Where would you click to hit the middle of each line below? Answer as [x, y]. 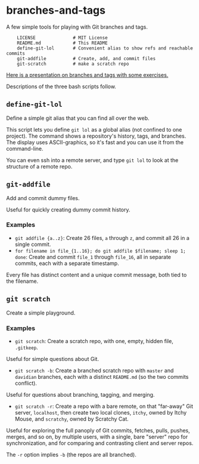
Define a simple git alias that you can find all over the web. [78, 118]
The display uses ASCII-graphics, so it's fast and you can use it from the [95, 142]
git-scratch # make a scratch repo [73, 64]
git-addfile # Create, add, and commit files [86, 58]
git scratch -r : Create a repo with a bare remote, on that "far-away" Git [104, 406]
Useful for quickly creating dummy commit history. [68, 210]
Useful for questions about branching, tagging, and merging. [80, 394]
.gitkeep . [27, 347]
